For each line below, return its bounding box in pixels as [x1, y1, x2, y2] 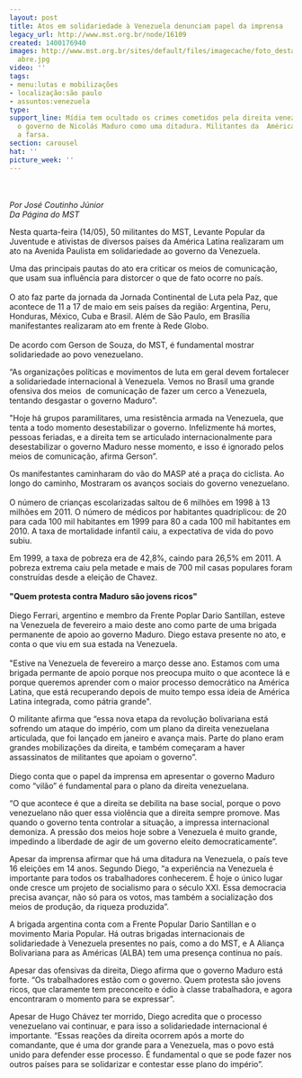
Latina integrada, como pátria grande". [9, 696, 152, 706]
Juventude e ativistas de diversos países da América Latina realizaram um [9, 236, 285, 247]
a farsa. [17, 130, 50, 139]
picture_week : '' [9, 155, 75, 165]
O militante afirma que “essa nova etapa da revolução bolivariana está [9, 713, 269, 724]
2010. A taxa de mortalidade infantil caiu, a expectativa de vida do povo [9, 526, 274, 536]
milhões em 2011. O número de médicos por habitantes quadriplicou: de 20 [9, 506, 288, 517]
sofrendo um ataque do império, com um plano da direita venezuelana [9, 723, 270, 733]
